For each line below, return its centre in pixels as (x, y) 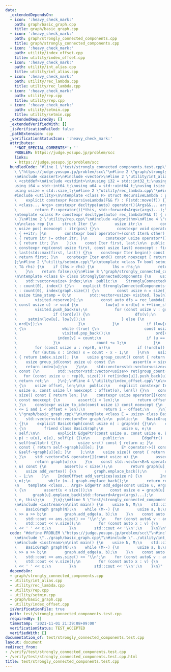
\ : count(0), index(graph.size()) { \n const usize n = (83, 290)
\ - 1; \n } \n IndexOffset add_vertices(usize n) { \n (78, 476)
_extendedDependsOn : (32, 15)
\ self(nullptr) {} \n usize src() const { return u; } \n (84, 443)
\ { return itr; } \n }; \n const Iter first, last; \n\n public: (91, 243)
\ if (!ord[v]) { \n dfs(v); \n (85, 314)
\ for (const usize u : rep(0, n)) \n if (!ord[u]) (90, 348)
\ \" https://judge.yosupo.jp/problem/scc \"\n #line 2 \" (75, 172)
